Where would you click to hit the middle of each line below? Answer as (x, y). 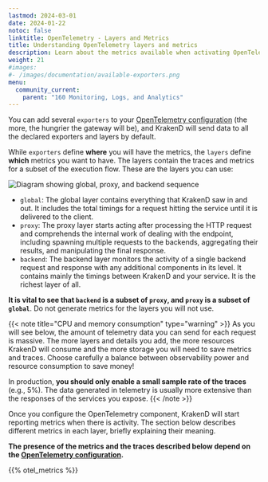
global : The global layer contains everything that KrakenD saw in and (134, 200)
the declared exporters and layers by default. (82, 137)
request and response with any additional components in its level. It (130, 268)
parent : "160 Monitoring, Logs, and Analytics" (103, 97)
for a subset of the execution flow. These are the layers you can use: (121, 169)
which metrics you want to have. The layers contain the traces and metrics (131, 161)
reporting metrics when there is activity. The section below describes (122, 422)
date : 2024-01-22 (37, 23)
